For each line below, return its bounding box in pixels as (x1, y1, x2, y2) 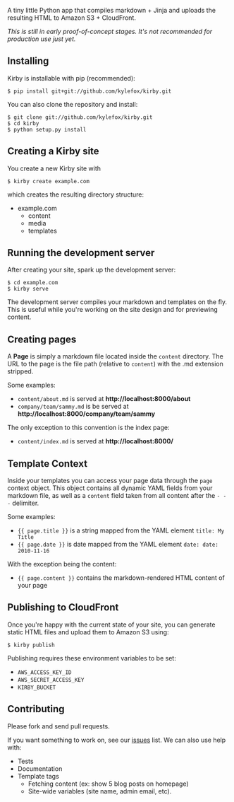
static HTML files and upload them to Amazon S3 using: (7, 627, 169, 636)
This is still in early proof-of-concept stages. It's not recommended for (7, 28, 213, 35)
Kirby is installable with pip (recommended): (7, 74, 135, 82)
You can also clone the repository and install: (7, 100, 138, 108)
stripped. (7, 367, 34, 376)
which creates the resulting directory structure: (7, 190, 144, 199)
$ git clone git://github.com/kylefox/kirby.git (7, 113, 153, 121)
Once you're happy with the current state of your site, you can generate (7, 620, 216, 629)
